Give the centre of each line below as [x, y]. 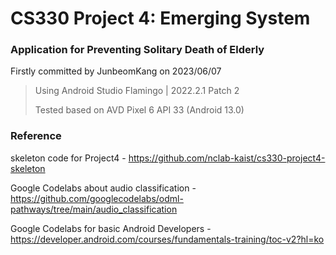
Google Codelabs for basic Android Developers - [111, 228]
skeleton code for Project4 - [68, 158]
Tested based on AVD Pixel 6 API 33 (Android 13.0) [139, 110]
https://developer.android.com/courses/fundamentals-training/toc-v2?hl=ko [167, 239]
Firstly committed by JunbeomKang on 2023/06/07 [116, 71]
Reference [36, 136]
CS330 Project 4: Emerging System [160, 18]
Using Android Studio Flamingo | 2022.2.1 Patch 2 [137, 91]
